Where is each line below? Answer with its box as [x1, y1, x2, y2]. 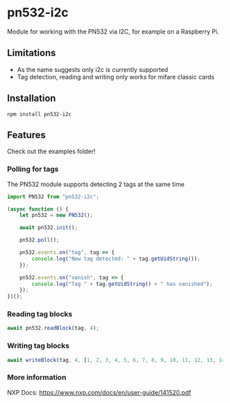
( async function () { [7, 205, 69, 213]
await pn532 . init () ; [19, 224, 78, 231]
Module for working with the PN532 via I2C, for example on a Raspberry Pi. [7, 27, 219, 36]
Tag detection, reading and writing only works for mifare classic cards [16, 73, 215, 81]
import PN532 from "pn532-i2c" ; [7, 193, 99, 200]
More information [7, 373, 66, 382]
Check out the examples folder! [7, 147, 96, 155]
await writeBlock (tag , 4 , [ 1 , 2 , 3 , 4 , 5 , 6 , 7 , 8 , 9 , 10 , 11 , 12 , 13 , [7, 356, 216, 363]
